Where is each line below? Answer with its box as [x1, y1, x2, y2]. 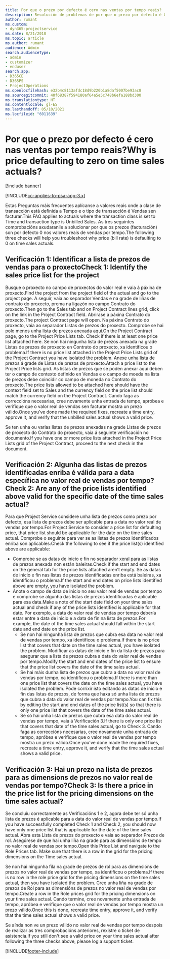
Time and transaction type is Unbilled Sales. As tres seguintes [5, 218, 135, 224]
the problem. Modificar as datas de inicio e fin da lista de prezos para [20, 648, 165, 654]
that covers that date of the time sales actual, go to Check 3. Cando [20, 723, 161, 730]
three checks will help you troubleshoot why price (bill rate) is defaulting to [5, 235, 161, 241]
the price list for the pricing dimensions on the [5, 789, 154, 798]
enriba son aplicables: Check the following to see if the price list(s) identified [5, 540, 164, 547]
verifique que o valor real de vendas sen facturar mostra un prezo [5, 403, 143, 410]
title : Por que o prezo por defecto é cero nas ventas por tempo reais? [5, 7, 162, 13]
